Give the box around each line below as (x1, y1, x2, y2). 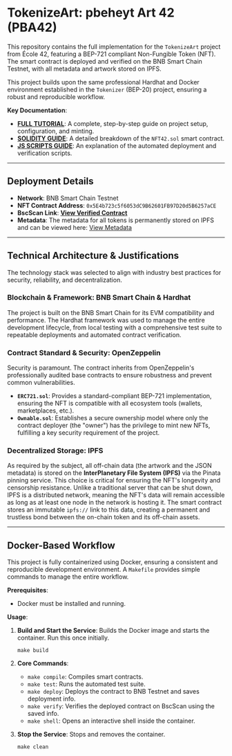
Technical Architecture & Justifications (7, 250, 180, 262)
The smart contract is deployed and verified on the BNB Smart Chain (7, 57, 202, 65)
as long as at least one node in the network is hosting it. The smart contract (7, 498, 222, 507)
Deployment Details (7, 175, 94, 188)
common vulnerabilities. (7, 379, 75, 387)
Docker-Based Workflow (7, 539, 115, 551)
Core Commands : (17, 659, 69, 667)
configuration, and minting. (17, 127, 95, 135)
